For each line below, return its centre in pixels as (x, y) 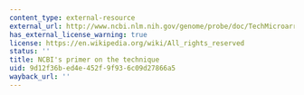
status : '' (30, 52)
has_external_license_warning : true (78, 34)
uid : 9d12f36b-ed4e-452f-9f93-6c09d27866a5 (93, 69)
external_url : (36, 26)
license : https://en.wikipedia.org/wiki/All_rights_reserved (127, 43)
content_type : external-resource (72, 18)
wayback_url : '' (40, 77)
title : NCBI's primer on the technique (85, 60)
